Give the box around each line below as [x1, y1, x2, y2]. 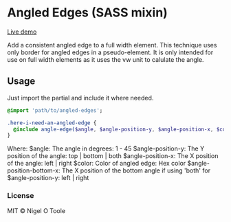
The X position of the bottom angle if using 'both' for [61, 166, 211, 175]
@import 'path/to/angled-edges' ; [7, 107, 103, 114]
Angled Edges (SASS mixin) [7, 5, 168, 21]
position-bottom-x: [7, 166, 60, 175]
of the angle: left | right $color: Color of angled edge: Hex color [7, 159, 186, 168]
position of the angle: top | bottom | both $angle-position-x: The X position [7, 152, 219, 160]
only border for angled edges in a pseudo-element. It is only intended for [7, 48, 214, 56]
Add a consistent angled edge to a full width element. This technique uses [7, 41, 217, 49]
